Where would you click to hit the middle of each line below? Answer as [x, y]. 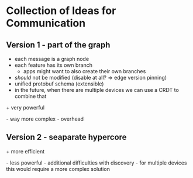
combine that [30, 96]
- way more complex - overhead [45, 119]
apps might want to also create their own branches [85, 71]
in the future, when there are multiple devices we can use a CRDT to [97, 90]
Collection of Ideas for [61, 11]
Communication [46, 23]
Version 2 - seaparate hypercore [66, 137]
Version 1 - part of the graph [58, 45]
